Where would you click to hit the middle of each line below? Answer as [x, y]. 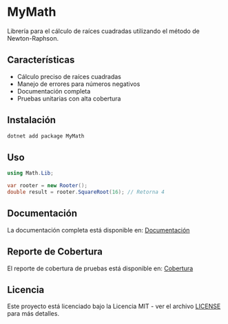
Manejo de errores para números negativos [79, 84]
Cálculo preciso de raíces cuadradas [69, 76]
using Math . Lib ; [30, 173]
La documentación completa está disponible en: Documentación [99, 230]
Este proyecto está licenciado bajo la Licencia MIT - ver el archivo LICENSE [114, 306]
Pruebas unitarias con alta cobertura [69, 98]
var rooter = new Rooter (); [48, 186]
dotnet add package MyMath [46, 136]
